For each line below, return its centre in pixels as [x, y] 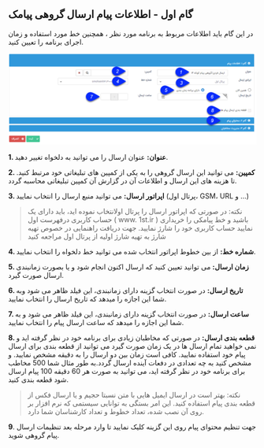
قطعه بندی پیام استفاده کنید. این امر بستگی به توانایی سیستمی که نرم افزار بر [141, 403]
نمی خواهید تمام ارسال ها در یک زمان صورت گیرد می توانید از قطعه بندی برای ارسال [132, 346]
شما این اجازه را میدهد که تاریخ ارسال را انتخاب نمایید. [87, 298]
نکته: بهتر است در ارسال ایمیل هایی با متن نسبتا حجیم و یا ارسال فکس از [134, 394]
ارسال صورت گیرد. [36, 275]
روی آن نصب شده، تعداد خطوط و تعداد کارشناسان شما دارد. [116, 411]
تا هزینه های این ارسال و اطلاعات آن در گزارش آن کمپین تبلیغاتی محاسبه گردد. [123, 180]
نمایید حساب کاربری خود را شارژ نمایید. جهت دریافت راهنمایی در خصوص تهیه [140, 228]
